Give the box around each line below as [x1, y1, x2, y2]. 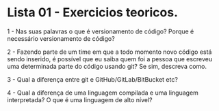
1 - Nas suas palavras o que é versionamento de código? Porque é [7, 27, 194, 35]
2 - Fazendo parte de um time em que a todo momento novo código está [7, 48, 212, 56]
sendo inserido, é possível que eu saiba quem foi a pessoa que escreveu [7, 54, 213, 63]
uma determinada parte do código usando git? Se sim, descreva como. [7, 62, 207, 70]
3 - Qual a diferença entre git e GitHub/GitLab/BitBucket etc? [7, 75, 178, 83]
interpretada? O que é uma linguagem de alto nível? [7, 95, 153, 104]
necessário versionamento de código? [7, 34, 115, 42]
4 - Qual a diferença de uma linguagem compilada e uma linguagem [7, 89, 198, 97]
